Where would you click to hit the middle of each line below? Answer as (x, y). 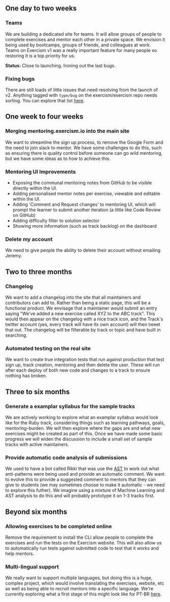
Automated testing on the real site (48, 348)
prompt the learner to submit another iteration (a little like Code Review (87, 210)
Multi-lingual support (32, 566)
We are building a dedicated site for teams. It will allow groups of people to (83, 34)
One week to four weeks (44, 117)
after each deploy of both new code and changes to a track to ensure (78, 370)
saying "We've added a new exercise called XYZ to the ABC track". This (80, 313)
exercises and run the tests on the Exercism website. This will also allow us (83, 542)
